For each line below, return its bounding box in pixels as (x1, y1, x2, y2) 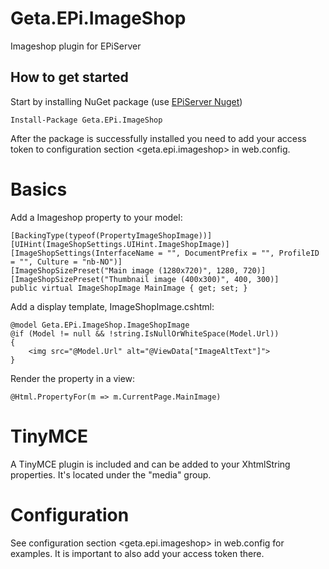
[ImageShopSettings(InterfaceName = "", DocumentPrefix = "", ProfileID (10, 248, 320, 258)
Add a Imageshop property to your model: (10, 211, 183, 223)
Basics (10, 178, 68, 201)
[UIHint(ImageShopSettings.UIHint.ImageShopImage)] (10, 239, 230, 249)
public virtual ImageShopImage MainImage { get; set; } (10, 283, 248, 293)
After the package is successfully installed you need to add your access (10, 132, 307, 144)
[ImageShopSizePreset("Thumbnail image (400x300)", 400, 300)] (10, 274, 280, 284)
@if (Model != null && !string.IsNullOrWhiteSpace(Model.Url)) (10, 328, 280, 339)
